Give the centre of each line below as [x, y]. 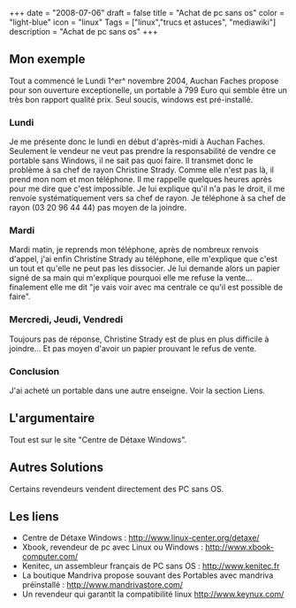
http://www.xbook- [240, 547]
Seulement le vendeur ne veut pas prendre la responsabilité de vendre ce [143, 151]
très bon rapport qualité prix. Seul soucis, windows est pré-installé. [131, 99]
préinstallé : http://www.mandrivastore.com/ [102, 585]
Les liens [34, 517]
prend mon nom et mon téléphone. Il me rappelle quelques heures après [140, 180]
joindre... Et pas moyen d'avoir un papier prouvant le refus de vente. [133, 348]
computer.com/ [50, 557]
